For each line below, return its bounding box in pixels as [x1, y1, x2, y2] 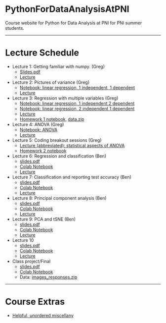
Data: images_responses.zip [19, 274, 78, 280]
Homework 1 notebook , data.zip [19, 116, 84, 122]
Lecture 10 [12, 237, 34, 243]
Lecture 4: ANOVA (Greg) [12, 121, 64, 127]
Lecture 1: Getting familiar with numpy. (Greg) [12, 63, 105, 69]
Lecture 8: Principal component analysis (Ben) [12, 195, 107, 201]
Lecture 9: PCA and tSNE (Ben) [12, 216, 76, 222]
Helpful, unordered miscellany [12, 312, 74, 318]
